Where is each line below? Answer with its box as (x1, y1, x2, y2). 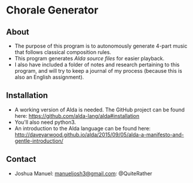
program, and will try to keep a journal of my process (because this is (14, 67, 182, 74)
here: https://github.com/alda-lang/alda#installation (14, 112, 140, 119)
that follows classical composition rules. (14, 49, 111, 56)
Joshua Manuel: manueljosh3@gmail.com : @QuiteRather (14, 170, 153, 177)
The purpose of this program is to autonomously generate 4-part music (14, 42, 188, 49)
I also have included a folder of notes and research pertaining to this (14, 61, 180, 68)
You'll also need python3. (14, 118, 76, 126)
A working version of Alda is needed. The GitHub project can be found (14, 106, 185, 113)
